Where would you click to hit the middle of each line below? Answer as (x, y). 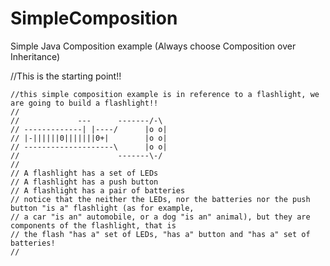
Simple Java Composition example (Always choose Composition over (153, 46)
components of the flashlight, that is (93, 225)
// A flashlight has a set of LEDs (84, 173)
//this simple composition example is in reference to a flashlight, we (165, 94)
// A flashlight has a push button (84, 182)
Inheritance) (35, 56)
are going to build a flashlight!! (84, 103)
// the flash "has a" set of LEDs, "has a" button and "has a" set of (160, 234)
